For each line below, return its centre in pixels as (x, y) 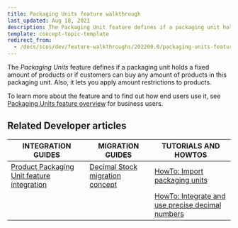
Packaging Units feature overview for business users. (85, 103)
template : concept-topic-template (58, 34)
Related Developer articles (67, 126)
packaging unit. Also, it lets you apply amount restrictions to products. (109, 82)
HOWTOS (191, 155)
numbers (169, 214)
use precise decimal (188, 205)
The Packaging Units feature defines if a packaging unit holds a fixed (108, 67)
